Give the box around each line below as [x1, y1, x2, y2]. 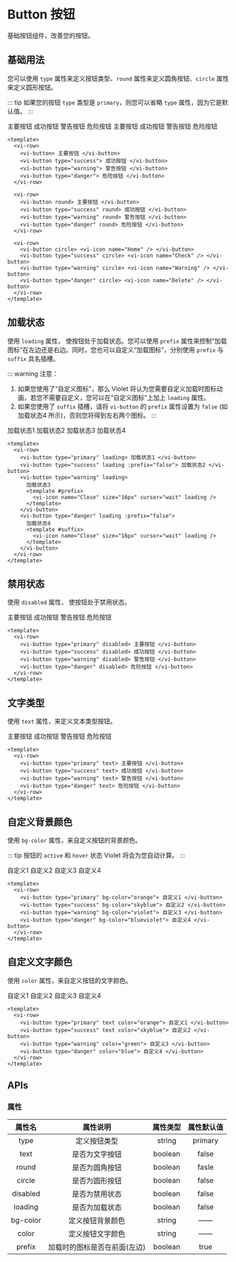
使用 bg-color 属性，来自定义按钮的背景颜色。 [7, 836, 142, 844]
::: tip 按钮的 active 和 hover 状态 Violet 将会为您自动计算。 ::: [7, 851, 186, 859]
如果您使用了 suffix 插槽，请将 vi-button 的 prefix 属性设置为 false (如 [17, 402, 228, 411]
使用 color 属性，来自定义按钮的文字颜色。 [7, 976, 132, 984]
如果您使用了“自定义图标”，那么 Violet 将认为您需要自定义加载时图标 [17, 384, 217, 393]
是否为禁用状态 [71, 1189, 122, 1199]
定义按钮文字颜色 [68, 1229, 126, 1239]
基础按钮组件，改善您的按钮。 [7, 31, 94, 40]
